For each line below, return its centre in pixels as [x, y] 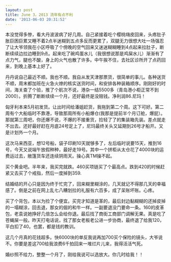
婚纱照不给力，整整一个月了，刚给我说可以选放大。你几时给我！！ [74, 254]
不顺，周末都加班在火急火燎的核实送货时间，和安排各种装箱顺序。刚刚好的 [83, 83]
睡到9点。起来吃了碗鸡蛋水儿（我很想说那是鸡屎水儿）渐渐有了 [98, 53]
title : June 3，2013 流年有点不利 [39, 15]
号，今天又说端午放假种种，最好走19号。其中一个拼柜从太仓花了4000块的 [82, 150]
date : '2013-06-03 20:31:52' [36, 19]
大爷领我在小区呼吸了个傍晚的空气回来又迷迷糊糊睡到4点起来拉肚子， [87, 47]
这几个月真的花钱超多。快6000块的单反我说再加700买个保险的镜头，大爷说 [84, 238]
